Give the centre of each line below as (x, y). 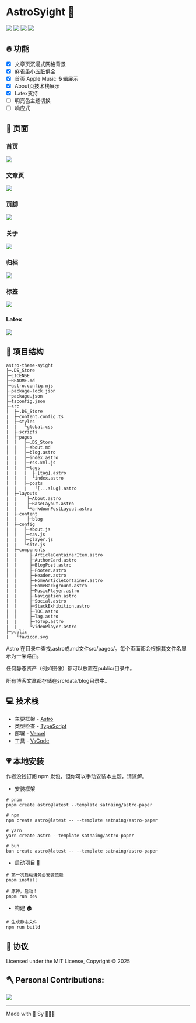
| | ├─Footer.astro (36, 570)
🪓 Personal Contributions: (55, 980)
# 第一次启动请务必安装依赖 (35, 875)
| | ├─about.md (28, 447)
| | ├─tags (23, 468)
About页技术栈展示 (37, 86)
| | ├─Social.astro (36, 601)
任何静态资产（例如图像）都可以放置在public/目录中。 (71, 668)
